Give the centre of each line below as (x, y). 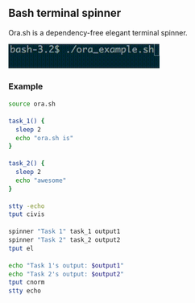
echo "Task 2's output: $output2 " (66, 274)
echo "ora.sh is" (45, 138)
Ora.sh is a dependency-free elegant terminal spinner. (98, 32)
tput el (21, 248)
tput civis (27, 214)
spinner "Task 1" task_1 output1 (64, 232)
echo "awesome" (41, 181)
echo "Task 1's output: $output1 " (66, 265)
